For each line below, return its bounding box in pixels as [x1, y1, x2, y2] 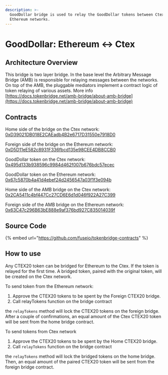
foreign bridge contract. [5, 364, 54, 370]
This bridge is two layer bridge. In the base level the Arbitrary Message [5, 71, 151, 78]
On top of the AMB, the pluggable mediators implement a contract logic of [5, 82, 158, 88]
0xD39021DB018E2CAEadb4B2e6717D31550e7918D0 [5, 132, 116, 138]
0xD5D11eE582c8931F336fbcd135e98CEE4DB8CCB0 [5, 147, 116, 153]
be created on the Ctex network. [5, 273, 72, 279]
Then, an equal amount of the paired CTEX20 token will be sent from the [5, 358, 155, 364]
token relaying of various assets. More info [5, 87, 93, 93]
